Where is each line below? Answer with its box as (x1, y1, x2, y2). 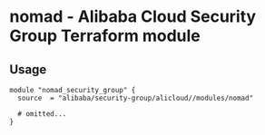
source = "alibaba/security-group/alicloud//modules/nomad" (17, 93, 254, 102)
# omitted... (17, 110, 67, 119)
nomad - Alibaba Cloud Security (9, 6, 257, 27)
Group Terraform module (9, 25, 201, 46)
